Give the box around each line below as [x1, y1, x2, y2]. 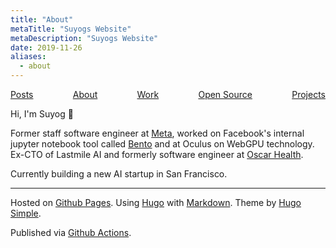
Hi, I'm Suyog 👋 [10, 108, 74, 120]
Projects [291, 89, 326, 100]
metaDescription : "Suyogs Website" [10, 33, 159, 43]
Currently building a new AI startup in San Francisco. [10, 168, 228, 180]
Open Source [198, 89, 253, 100]
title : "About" [10, 14, 74, 25]
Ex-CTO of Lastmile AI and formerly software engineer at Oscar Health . [10, 149, 304, 160]
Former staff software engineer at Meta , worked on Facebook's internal [10, 127, 305, 139]
